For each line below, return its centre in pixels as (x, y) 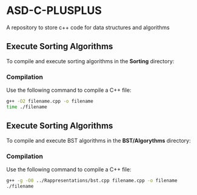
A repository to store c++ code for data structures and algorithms (88, 27)
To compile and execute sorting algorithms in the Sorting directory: (90, 61)
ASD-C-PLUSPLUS (54, 11)
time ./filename (27, 107)
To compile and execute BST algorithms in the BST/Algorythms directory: (98, 140)
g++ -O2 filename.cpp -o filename (50, 101)
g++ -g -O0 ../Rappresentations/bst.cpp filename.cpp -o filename (92, 180)
